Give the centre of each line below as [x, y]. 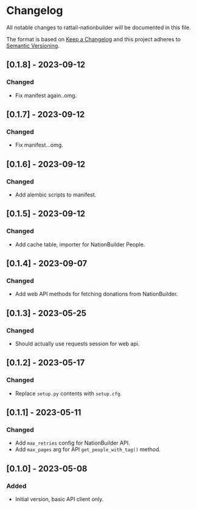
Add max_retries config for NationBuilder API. [72, 443]
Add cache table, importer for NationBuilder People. [80, 244]
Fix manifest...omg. [39, 145]
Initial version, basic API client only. [59, 499]
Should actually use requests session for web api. [77, 344]
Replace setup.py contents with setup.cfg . [68, 393]
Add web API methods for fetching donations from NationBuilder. [96, 294]
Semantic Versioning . [33, 46]
